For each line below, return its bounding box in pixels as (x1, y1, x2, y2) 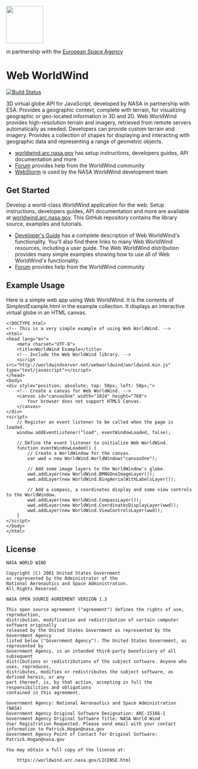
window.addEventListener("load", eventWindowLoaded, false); (17, 429, 171, 435)
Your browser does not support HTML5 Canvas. (27, 398, 142, 404)
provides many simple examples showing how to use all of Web (14, 251, 170, 258)
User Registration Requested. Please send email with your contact (6, 721, 177, 727)
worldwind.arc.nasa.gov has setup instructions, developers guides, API (14, 149, 189, 156)
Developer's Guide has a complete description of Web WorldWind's (14, 232, 180, 239)
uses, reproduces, (6, 664, 52, 670)
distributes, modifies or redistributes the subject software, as (6, 669, 174, 675)
